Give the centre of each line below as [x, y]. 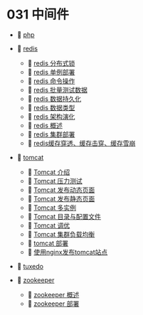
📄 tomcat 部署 [48, 243]
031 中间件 [38, 15]
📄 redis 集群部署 [51, 134]
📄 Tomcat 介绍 [49, 172]
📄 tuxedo [30, 266]
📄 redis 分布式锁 [51, 63]
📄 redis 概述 [45, 125]
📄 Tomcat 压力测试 [55, 181]
